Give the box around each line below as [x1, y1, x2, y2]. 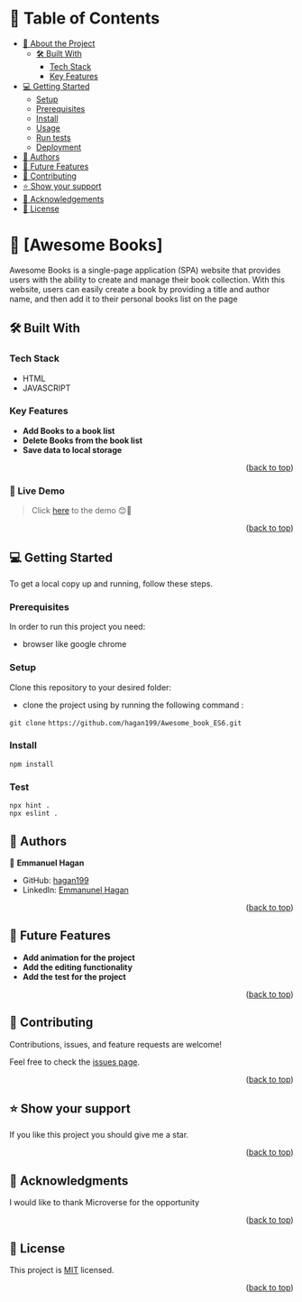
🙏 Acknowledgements [22, 193, 105, 204]
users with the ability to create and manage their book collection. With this [9, 274, 286, 285]
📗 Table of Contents [9, 8, 160, 29]
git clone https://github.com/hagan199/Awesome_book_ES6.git [9, 718, 242, 727]
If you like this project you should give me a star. [9, 1130, 189, 1140]
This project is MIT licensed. [9, 1265, 114, 1276]
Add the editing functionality [22, 961, 133, 973]
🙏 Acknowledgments [9, 1173, 129, 1188]
